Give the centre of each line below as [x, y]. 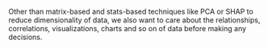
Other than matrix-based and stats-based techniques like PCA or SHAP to [131, 12]
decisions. [25, 37]
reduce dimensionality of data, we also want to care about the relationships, [134, 20]
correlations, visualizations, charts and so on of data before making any [128, 28]
